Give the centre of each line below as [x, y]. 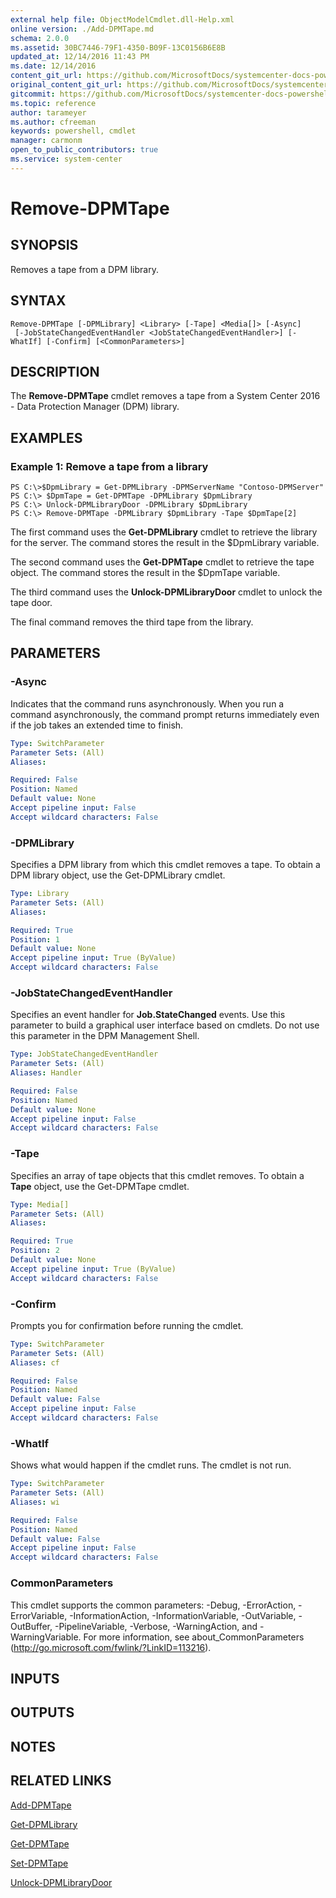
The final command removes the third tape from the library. [132, 622]
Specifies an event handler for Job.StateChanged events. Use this [148, 1015]
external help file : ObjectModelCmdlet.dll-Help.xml [122, 19]
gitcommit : [33, 94]
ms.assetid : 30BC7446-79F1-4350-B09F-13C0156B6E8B [118, 47]
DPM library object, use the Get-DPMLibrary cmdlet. [118, 875]
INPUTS [35, 1678]
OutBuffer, [31, 1626]
